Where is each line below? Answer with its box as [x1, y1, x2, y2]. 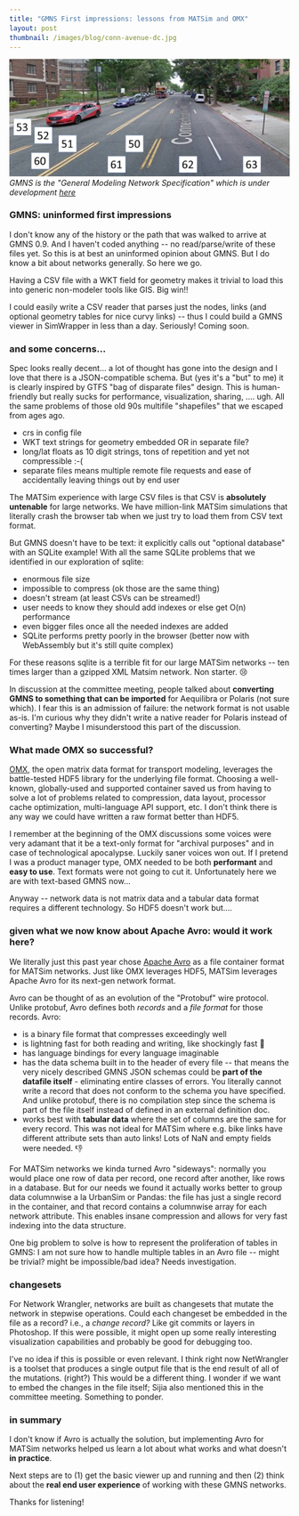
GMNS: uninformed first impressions [9, 209, 172, 222]
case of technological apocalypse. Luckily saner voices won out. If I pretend [9, 847, 288, 858]
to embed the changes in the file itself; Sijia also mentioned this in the [9, 1382, 264, 1393]
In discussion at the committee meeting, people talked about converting [9, 684, 274, 694]
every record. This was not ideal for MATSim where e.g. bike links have [21, 1123, 283, 1134]
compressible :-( [21, 456, 84, 466]
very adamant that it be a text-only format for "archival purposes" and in [9, 838, 274, 849]
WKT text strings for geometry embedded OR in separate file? [21, 437, 249, 448]
